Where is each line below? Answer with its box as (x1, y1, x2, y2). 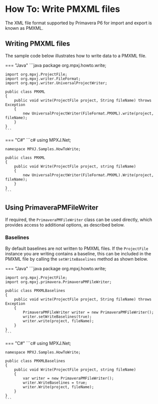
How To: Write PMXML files (5, 3, 120, 15)
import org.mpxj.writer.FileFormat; (5, 76, 81, 81)
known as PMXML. (5, 25, 44, 31)
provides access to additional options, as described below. (5, 222, 125, 228)
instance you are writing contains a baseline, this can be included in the (5, 250, 152, 256)
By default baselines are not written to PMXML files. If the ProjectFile (5, 245, 149, 251)
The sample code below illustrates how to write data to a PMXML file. (5, 53, 147, 58)
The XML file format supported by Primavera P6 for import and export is (5, 20, 152, 26)
